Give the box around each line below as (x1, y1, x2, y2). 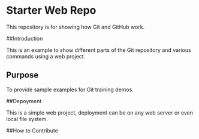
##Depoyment (6, 97, 42, 104)
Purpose (6, 70, 39, 81)
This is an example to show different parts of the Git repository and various (6, 46, 191, 54)
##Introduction (6, 35, 43, 42)
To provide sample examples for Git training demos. (6, 86, 134, 93)
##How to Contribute (6, 126, 59, 134)
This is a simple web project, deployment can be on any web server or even (6, 109, 194, 116)
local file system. (6, 115, 48, 122)
